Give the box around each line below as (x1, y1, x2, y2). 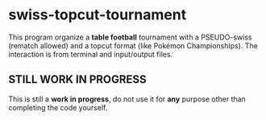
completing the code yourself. (8, 102, 108, 112)
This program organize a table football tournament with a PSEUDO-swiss (8, 32, 252, 42)
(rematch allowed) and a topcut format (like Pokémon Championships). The (8, 40, 258, 50)
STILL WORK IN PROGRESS (8, 72, 147, 86)
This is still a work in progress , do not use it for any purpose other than (8, 94, 246, 104)
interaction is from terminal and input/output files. (8, 49, 173, 59)
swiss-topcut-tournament (8, 6, 187, 24)
